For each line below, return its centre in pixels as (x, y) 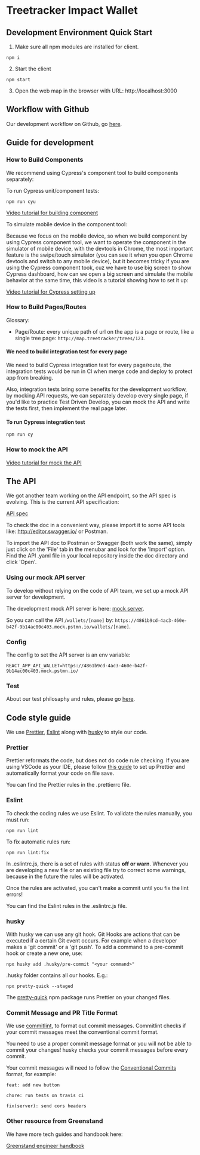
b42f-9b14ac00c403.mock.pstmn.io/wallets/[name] (68, 627)
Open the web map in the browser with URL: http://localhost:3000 (96, 91)
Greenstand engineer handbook (45, 1145)
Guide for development (50, 143)
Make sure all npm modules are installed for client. (77, 47)
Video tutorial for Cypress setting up (51, 292)
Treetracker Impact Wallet (72, 10)
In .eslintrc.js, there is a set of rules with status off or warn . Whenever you (97, 864)
